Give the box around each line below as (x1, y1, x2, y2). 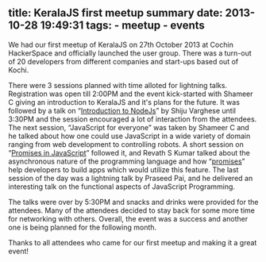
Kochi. (8, 65, 29, 75)
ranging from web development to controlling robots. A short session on (8, 139, 244, 149)
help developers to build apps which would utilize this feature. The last (8, 164, 239, 174)
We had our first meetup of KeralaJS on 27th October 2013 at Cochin (8, 40, 234, 49)
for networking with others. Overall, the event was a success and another (8, 214, 249, 223)
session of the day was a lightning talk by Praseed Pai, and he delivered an (8, 173, 253, 183)
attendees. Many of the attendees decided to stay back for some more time (8, 206, 256, 215)
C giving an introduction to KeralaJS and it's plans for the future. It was (8, 97, 241, 106)
